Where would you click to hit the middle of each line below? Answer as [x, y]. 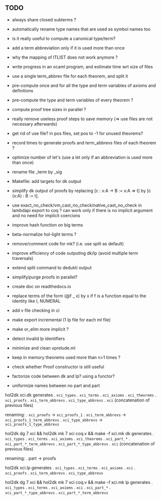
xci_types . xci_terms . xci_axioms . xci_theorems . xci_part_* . [68, 438]
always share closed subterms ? [44, 19]
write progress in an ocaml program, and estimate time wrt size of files [82, 66]
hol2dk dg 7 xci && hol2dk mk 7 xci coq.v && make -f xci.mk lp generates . [79, 482]
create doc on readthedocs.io [42, 286]
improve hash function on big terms [47, 225]
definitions [22, 90]
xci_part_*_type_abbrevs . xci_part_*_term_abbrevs [57, 492]
